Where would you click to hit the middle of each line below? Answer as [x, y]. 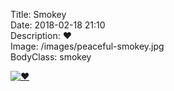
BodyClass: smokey [51, 57]
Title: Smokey [38, 14]
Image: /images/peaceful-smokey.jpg [87, 46]
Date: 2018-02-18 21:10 [58, 25]
